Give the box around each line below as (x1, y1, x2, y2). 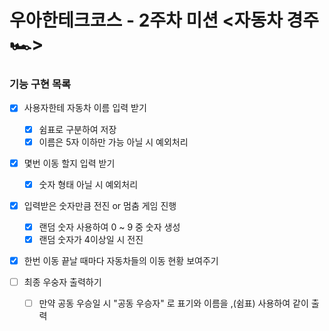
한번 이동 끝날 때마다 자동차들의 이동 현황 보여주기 (23, 254, 219, 266)
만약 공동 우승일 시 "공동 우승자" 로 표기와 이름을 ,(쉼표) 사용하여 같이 (38, 297, 309, 310)
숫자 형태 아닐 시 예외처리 (38, 178, 139, 190)
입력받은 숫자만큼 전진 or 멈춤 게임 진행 (23, 199, 177, 211)
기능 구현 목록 (9, 77, 72, 91)
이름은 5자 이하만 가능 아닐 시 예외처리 (38, 136, 189, 148)
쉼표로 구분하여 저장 (38, 123, 117, 135)
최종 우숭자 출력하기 (23, 276, 102, 288)
